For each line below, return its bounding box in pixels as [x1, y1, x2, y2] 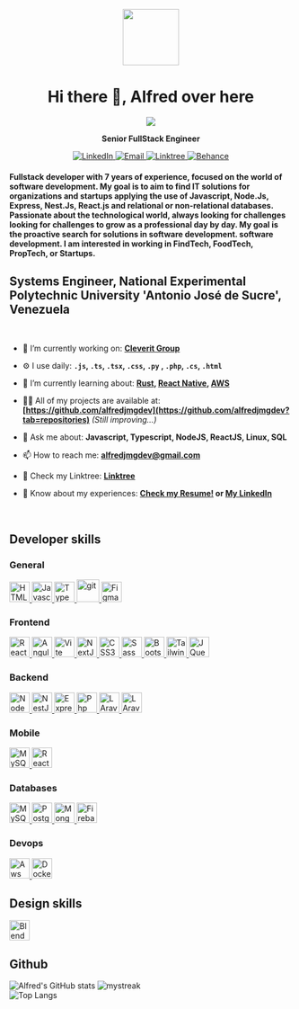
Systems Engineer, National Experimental [9, 273, 247, 289]
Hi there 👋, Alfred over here [48, 86, 254, 107]
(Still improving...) [91, 415, 157, 425]
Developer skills [9, 531, 101, 547]
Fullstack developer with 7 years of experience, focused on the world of [9, 171, 283, 182]
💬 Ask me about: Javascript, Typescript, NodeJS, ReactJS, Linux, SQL [22, 432, 287, 442]
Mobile [9, 727, 40, 739]
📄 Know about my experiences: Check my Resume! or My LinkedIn [22, 488, 272, 499]
